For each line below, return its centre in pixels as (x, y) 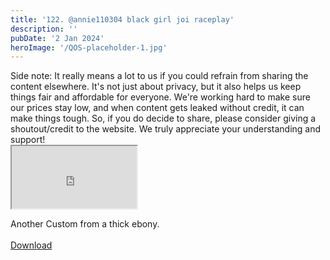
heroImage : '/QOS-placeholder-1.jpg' (89, 47)
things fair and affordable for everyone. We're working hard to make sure (160, 97)
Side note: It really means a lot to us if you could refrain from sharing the (159, 76)
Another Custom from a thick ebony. (85, 224)
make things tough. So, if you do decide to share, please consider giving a (163, 118)
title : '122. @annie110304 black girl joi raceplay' (122, 19)
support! (28, 140)
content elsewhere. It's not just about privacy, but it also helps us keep (156, 87)
